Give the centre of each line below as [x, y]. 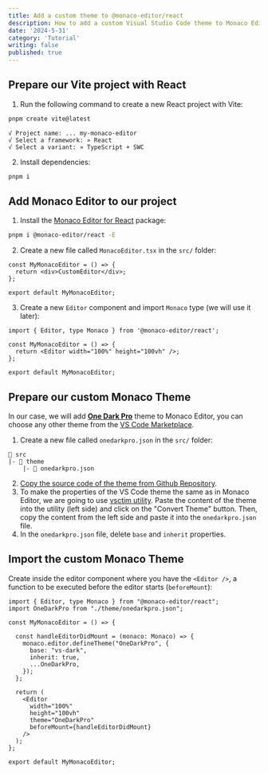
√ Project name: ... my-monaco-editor [73, 133]
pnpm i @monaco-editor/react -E [62, 235]
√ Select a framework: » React [60, 140]
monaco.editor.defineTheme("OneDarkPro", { [96, 643]
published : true [35, 53]
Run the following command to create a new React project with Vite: [131, 104]
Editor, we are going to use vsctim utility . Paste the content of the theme [138, 501]
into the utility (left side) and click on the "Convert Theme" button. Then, [138, 509]
